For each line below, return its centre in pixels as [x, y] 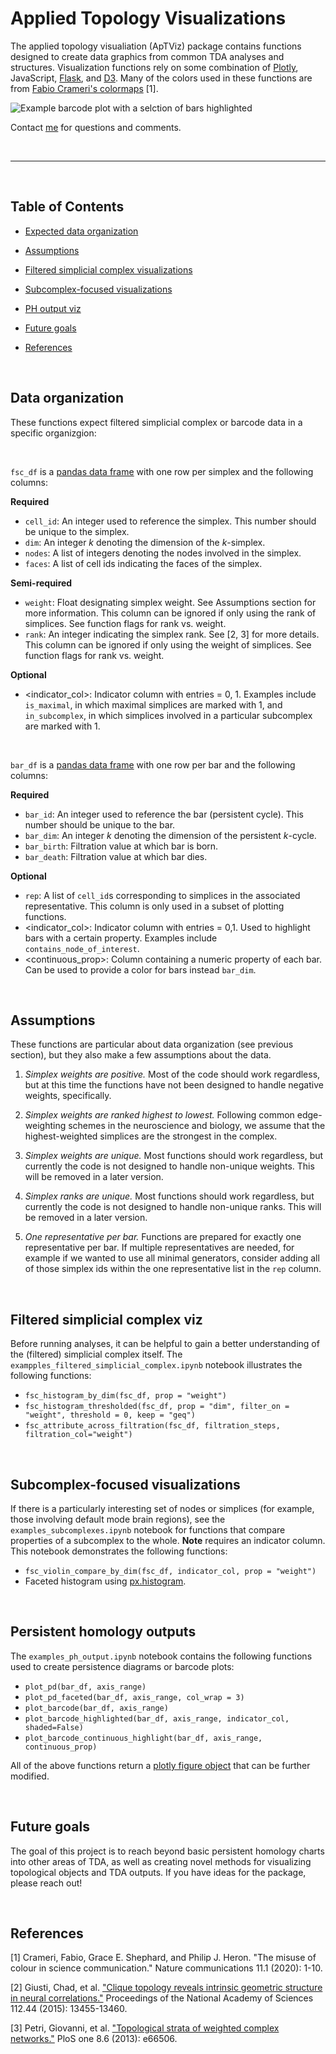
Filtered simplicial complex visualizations [108, 269]
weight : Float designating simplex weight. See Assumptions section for [170, 602]
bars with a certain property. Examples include [121, 938]
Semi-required [41, 583]
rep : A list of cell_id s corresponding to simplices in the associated [162, 895]
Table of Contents [67, 207]
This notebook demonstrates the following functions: [119, 1551]
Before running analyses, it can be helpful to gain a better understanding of [165, 1344]
